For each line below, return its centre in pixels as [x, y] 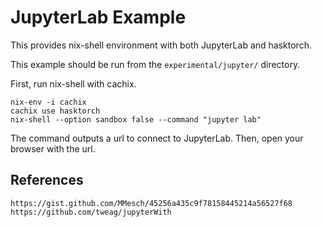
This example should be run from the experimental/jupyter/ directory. [155, 64]
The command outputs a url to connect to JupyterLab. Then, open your [157, 138]
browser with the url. [53, 148]
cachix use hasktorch [55, 111]
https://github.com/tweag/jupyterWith [91, 212]
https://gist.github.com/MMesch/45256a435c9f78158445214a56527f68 [151, 203]
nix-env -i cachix [48, 102]
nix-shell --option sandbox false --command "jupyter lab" [136, 119]
